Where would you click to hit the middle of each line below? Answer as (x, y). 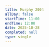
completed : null (21, 32)
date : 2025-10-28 (22, 28)
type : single (18, 37)
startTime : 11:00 (22, 19)
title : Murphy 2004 (24, 10)
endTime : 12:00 (20, 23)
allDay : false (19, 14)
